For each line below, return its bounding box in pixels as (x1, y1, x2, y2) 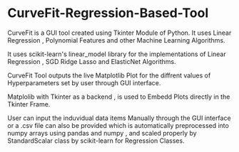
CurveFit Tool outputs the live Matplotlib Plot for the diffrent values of (7, 71, 211, 80)
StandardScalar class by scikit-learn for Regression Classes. (7, 136, 185, 145)
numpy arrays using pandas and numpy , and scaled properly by (7, 129, 198, 137)
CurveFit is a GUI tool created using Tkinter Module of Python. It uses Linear (7, 28, 232, 37)
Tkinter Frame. (7, 99, 51, 108)
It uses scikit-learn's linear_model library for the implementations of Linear (7, 50, 226, 58)
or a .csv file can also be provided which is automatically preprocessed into (7, 121, 230, 129)
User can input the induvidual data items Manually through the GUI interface (7, 114, 231, 122)
